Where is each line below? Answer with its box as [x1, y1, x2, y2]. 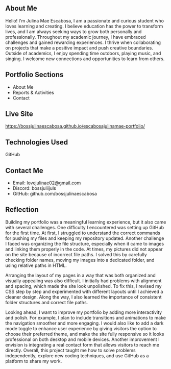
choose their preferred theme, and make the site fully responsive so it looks [5, 331, 164, 337]
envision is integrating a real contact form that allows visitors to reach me [5, 341, 160, 348]
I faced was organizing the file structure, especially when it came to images [5, 240, 164, 247]
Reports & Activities [12, 89, 55, 95]
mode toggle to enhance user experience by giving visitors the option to [5, 325, 157, 331]
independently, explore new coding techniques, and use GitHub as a [5, 352, 149, 359]
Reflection [5, 205, 39, 214]
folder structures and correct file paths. [5, 299, 88, 305]
